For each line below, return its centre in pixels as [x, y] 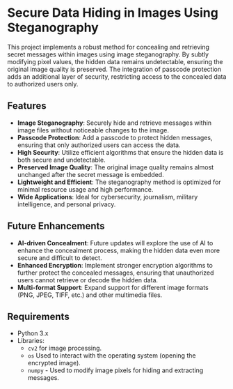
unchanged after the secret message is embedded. [91, 174]
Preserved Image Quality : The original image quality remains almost [115, 167]
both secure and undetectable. [61, 160]
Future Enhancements [56, 226]
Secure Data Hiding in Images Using [113, 13]
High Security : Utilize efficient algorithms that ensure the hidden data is [120, 152]
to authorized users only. [43, 84]
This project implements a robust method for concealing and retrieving [109, 47]
